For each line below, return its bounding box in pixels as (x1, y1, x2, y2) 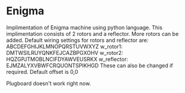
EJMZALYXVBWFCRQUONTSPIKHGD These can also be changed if (6, 61, 173, 69)
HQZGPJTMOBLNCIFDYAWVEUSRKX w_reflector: (6, 55, 128, 63)
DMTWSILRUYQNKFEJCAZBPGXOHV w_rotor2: (6, 49, 124, 56)
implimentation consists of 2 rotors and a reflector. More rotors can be (6, 30, 179, 37)
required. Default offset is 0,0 (6, 68, 79, 75)
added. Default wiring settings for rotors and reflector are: (6, 36, 149, 44)
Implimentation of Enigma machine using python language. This (6, 24, 163, 31)
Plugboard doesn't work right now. (6, 79, 91, 87)
